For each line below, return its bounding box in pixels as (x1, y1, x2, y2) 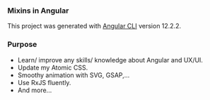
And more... (17, 86, 52, 94)
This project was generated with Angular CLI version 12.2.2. (7, 22, 182, 30)
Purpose (7, 40, 37, 50)
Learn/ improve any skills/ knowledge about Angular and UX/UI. (17, 55, 204, 64)
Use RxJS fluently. (17, 78, 71, 87)
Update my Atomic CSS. (17, 63, 88, 72)
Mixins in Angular (7, 6, 69, 16)
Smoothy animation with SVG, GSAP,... (17, 70, 130, 79)
